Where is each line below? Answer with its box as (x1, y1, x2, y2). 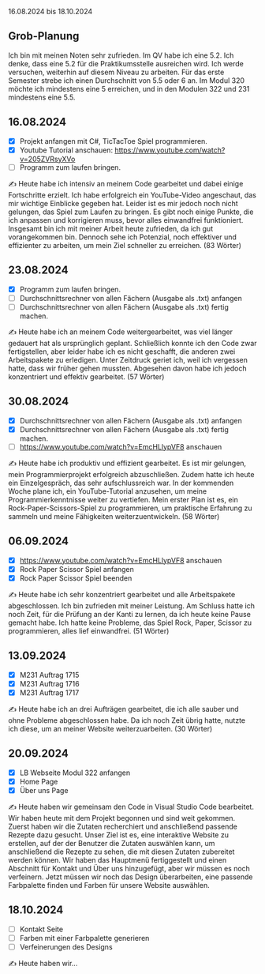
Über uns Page (19, 785, 69, 795)
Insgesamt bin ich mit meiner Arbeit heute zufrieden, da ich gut (8, 224, 214, 233)
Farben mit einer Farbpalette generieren (19, 933, 150, 942)
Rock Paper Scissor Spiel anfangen (19, 564, 134, 573)
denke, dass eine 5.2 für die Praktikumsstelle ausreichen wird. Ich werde (8, 58, 244, 68)
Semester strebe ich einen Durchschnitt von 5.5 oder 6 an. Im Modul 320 (8, 75, 245, 85)
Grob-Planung (8, 29, 80, 43)
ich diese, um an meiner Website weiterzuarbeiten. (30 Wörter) (8, 724, 213, 733)
